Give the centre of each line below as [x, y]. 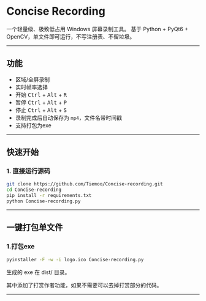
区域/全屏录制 [32, 79]
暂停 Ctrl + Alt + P [41, 102]
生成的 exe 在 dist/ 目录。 [38, 272]
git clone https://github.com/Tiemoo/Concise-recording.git [85, 184]
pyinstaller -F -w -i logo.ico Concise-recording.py [75, 259]
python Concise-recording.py [44, 201]
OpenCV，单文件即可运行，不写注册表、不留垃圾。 [71, 36]
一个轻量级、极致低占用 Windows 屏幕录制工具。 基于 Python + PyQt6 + [97, 29]
